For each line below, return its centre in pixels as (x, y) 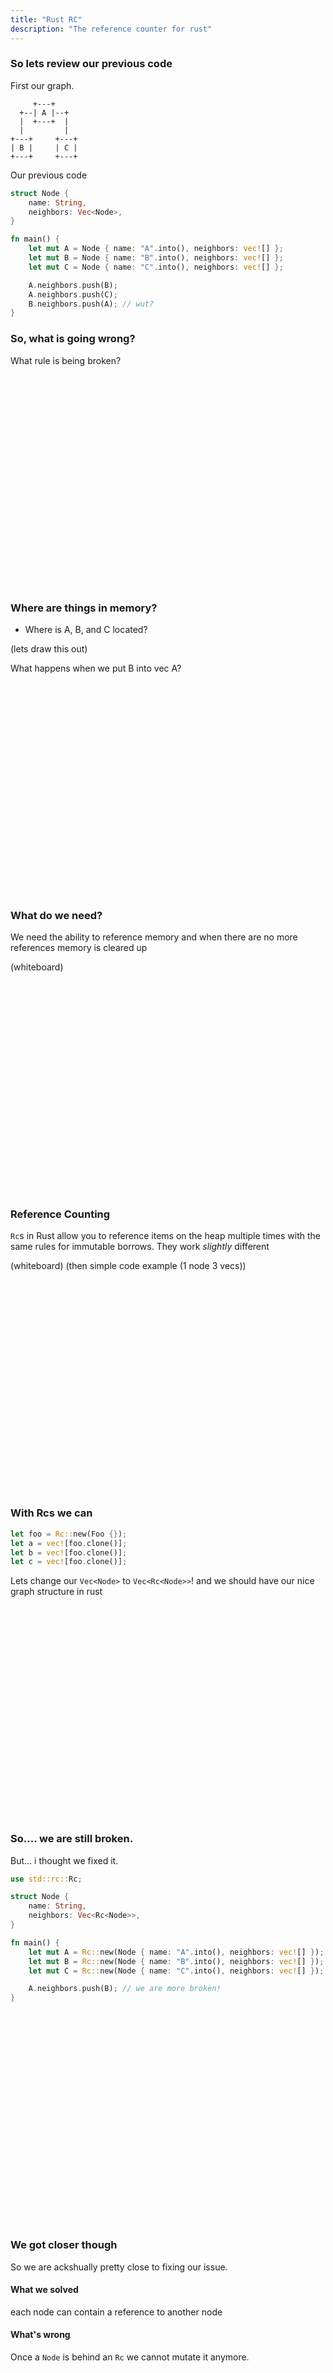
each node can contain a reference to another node (116, 2312)
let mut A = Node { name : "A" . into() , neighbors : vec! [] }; (156, 249)
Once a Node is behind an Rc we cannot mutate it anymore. (130, 2357)
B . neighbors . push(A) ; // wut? (91, 304)
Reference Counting (60, 1214)
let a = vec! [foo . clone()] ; (69, 1543)
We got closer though (64, 2245)
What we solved (44, 2290)
